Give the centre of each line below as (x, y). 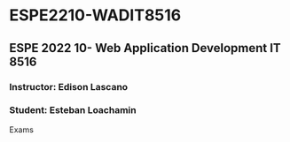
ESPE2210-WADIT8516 (95, 15)
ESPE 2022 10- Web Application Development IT (145, 48)
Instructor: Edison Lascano (69, 86)
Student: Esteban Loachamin (73, 110)
